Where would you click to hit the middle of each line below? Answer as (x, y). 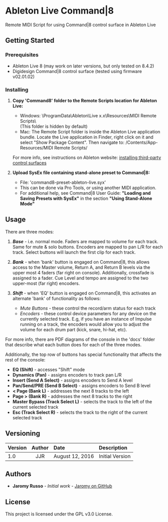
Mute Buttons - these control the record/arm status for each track (88, 308)
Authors (18, 474)
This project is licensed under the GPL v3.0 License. (59, 514)
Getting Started (30, 41)
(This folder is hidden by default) (54, 126)
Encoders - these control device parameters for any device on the (88, 313)
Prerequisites (22, 55)
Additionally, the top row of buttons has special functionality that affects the (83, 354)
